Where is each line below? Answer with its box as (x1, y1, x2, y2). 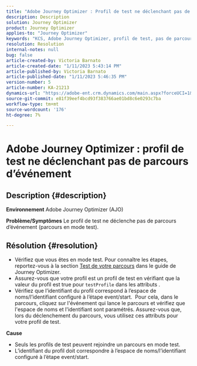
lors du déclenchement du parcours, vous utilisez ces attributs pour (14, 312, 178, 319)
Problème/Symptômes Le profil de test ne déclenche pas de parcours (6, 217, 177, 224)
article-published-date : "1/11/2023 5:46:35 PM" (6, 74, 127, 80)
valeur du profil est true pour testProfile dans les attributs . (14, 281, 161, 288)
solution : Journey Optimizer (6, 19, 77, 25)
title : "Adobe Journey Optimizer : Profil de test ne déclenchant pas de (6, 8, 191, 15)
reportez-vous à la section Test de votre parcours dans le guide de (14, 262, 176, 269)
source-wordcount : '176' (6, 107, 67, 112)
